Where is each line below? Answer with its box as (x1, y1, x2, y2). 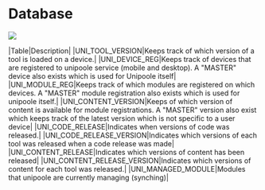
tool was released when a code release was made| (8, 138, 175, 148)
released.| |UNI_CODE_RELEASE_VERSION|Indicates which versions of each (8, 130, 257, 140)
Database (8, 5, 73, 23)
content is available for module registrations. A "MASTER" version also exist (8, 105, 257, 114)
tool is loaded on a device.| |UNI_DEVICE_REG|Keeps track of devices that (8, 54, 251, 64)
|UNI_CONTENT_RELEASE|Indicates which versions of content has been (8, 147, 245, 157)
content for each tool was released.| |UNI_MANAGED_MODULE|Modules (8, 164, 246, 173)
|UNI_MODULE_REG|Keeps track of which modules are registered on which (8, 79, 255, 89)
